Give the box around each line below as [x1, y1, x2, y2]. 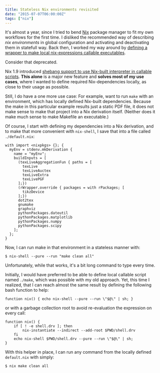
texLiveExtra [22, 173, 49, 178]
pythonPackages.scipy [17, 224, 62, 228]
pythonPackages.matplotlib [17, 215, 73, 220]
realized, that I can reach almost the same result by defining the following [5, 282, 152, 288]
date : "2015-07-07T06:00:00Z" [5, 12, 66, 16]
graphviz [17, 207, 36, 211]
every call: [5, 310, 26, 316]
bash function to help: [5, 287, 49, 293]
